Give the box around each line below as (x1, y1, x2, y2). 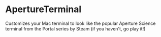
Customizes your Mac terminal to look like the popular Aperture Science (5, 20, 156, 26)
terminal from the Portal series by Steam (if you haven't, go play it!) (5, 25, 146, 31)
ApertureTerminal (5, 4, 82, 15)
